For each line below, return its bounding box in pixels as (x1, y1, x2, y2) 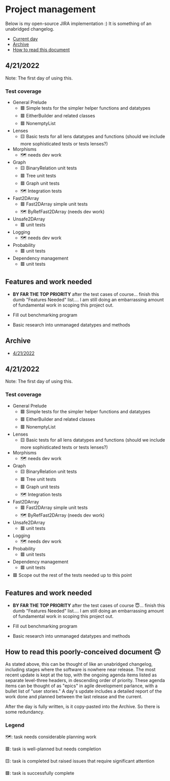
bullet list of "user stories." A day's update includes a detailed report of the (5, 688, 162, 694)
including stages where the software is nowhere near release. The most (5, 667, 156, 673)
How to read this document (12, 46, 70, 53)
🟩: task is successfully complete (5, 770, 75, 776)
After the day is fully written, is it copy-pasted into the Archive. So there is (5, 703, 160, 710)
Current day (12, 36, 38, 42)
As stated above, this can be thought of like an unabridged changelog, (5, 661, 153, 667)
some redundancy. (5, 709, 45, 715)
